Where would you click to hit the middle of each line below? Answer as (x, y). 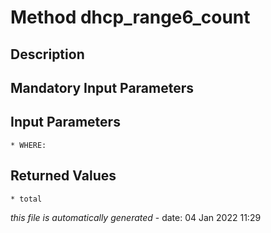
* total (26, 199)
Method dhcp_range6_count (130, 17)
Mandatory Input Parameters (102, 87)
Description (47, 54)
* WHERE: (28, 145)
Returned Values (63, 176)
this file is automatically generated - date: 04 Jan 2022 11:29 (136, 217)
